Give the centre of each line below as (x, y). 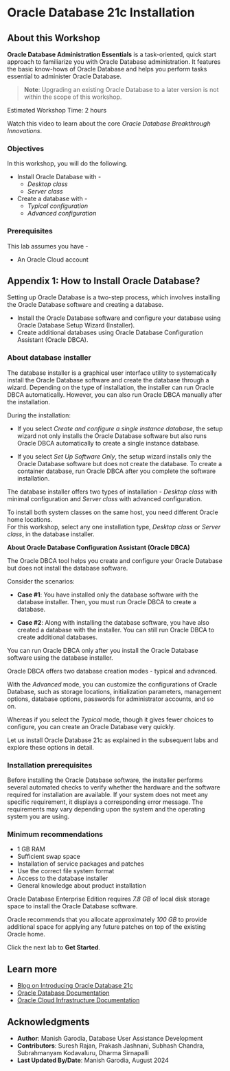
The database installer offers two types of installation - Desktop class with (112, 492)
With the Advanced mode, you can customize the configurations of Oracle (112, 684)
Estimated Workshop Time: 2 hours (57, 110)
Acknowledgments (49, 1022)
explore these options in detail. (51, 747)
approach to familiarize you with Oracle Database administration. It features (114, 62)
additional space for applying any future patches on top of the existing (106, 927)
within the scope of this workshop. (73, 97)
